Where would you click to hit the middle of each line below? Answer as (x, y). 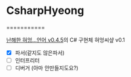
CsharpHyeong (45, 11)
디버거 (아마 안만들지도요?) (46, 68)
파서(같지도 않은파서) (40, 53)
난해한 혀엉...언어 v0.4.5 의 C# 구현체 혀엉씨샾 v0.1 (65, 39)
